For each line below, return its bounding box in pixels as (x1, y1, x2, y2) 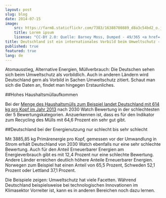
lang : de (5, 53, 23, 58)
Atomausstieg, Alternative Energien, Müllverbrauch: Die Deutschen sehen (5, 66, 155, 72)
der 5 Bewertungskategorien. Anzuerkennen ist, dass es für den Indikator (5, 112, 155, 118)
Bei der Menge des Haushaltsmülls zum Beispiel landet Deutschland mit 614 (5, 101, 160, 107)
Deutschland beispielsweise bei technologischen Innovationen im (5, 182, 138, 188)
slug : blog (5, 12, 28, 17)
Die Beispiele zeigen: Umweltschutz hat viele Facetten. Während (5, 177, 136, 183)
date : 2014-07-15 (5, 16, 41, 21)
